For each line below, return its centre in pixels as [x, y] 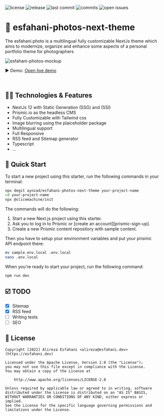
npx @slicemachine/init [29, 200]
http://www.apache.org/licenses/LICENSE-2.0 [60, 380]
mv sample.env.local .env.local [38, 253]
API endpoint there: [24, 244]
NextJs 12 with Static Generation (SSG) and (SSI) [61, 107]
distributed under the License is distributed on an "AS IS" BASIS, [76, 392]
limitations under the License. [38, 410]
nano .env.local [22, 257]
